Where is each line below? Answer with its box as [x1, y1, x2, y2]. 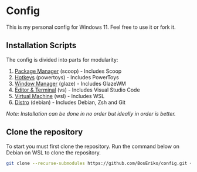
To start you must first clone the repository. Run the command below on [6, 143, 180, 150]
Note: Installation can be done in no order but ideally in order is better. [6, 110, 176, 117]
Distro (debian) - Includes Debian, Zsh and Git [14, 99, 126, 106]
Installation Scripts [6, 41, 77, 50]
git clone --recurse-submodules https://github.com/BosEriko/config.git [6, 160, 188, 166]
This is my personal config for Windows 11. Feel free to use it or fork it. [6, 23, 176, 31]
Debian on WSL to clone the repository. [6, 149, 101, 156]
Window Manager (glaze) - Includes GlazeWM [14, 80, 126, 87]
